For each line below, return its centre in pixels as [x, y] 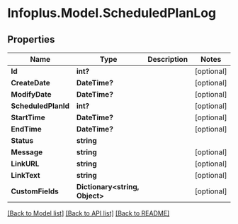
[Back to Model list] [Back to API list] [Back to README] [89, 213]
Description [168, 59]
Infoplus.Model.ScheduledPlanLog [112, 13]
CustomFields [35, 191]
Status [22, 140]
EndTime [26, 129]
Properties [31, 39]
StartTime [28, 117]
